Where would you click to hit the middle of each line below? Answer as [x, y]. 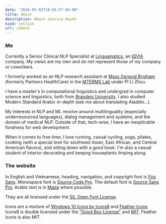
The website [20, 166]
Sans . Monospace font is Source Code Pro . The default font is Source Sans [82, 182]
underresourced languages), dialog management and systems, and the [78, 117]
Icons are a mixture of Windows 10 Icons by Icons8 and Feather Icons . [77, 206]
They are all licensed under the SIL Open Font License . [61, 197]
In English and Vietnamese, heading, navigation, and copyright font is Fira [81, 176]
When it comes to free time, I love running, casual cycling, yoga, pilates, [79, 137]
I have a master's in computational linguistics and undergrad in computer [80, 91]
